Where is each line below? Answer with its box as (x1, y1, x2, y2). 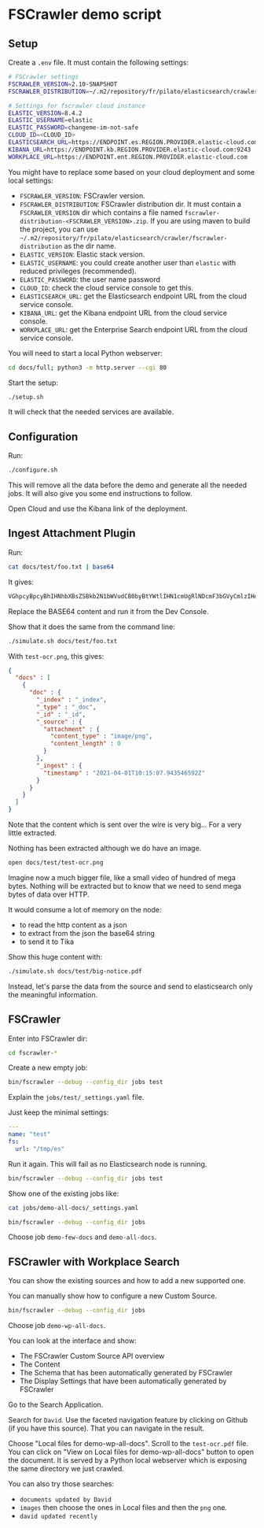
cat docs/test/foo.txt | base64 (8, 563, 114, 571)
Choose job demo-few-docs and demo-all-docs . (8, 1232, 157, 1241)
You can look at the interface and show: (8, 1336, 137, 1345)
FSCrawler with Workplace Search (8, 1255, 180, 1268)
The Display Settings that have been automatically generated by (19, 1376, 227, 1386)
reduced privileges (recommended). (19, 266, 137, 276)
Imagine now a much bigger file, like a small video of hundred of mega (8, 872, 236, 882)
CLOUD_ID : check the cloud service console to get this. (19, 283, 194, 292)
